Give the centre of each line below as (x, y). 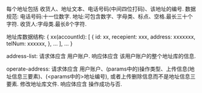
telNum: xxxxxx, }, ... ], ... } (40, 43)
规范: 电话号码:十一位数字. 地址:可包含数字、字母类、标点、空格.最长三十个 (100, 16)
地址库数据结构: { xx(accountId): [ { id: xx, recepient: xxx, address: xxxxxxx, (101, 37)
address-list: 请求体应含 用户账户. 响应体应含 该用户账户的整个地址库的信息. (101, 56)
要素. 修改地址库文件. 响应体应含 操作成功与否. (64, 84)
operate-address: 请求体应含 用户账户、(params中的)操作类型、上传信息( (98, 69)
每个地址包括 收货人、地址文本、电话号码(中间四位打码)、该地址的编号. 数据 (101, 9)
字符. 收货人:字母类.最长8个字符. (47, 24)
